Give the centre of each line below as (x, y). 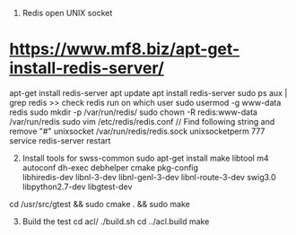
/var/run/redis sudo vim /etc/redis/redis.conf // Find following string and (142, 121)
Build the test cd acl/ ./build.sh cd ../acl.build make (116, 221)
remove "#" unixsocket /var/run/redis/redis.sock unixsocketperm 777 (137, 131)
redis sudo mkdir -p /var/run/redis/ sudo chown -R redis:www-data (134, 112)
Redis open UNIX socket (67, 13)
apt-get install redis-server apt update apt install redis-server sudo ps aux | (148, 92)
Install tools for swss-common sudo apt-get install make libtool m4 (145, 158)
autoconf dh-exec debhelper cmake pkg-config (110, 167)
